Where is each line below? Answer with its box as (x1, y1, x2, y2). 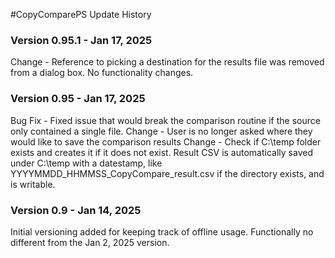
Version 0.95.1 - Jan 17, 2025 (10, 33, 153, 47)
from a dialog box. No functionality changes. (10, 67, 194, 79)
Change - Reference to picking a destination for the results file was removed (10, 56, 325, 68)
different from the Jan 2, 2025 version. (10, 236, 170, 248)
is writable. (10, 178, 56, 190)
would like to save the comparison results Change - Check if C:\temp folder (10, 135, 322, 148)
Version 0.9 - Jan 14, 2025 (10, 203, 142, 217)
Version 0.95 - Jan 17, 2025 (10, 92, 146, 106)
